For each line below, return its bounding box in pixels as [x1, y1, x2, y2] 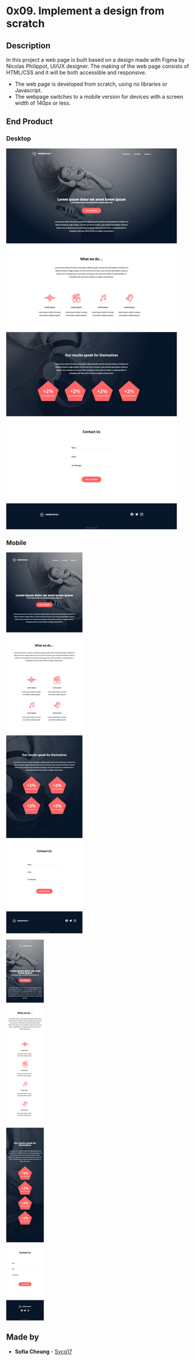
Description [6, 40, 51, 51]
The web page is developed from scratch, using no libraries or [14, 80, 168, 87]
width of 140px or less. [14, 99, 71, 107]
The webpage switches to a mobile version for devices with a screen [14, 93, 183, 100]
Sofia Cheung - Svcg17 [14, 1348, 73, 1355]
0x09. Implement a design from [6, 4, 165, 18]
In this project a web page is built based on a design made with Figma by [6, 57, 185, 63]
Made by [6, 1332, 39, 1343]
